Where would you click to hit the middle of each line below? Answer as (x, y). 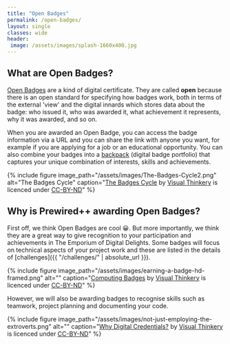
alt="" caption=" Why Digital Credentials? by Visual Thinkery (138, 326)
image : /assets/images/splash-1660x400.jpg (73, 45)
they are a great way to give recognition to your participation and (99, 235)
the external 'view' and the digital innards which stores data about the (106, 105)
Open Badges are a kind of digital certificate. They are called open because (115, 89)
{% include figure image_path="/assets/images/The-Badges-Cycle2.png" (112, 175)
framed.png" (25, 278)
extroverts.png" (29, 326)
